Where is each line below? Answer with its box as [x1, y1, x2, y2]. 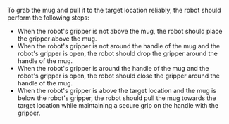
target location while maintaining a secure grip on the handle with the [17, 102, 219, 109]
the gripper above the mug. [17, 34, 97, 43]
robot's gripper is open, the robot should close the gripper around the [17, 71, 220, 80]
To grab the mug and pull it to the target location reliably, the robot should [7, 6, 221, 14]
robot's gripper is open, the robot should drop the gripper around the [17, 49, 218, 57]
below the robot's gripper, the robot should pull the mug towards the [17, 94, 216, 102]
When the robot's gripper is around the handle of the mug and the [17, 64, 209, 72]
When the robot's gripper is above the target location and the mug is [17, 87, 217, 95]
